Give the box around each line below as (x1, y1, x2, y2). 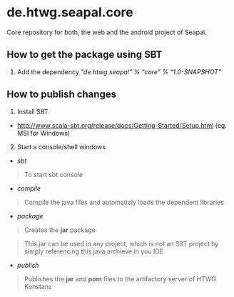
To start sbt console (24, 170, 83, 178)
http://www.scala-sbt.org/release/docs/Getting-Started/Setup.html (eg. (16, 121, 228, 129)
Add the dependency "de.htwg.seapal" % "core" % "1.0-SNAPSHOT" (16, 67, 222, 76)
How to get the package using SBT (6, 49, 163, 61)
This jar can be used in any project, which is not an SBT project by (24, 239, 219, 248)
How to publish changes (6, 89, 117, 101)
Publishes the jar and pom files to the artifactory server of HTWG (24, 274, 217, 283)
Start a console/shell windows (16, 142, 106, 151)
